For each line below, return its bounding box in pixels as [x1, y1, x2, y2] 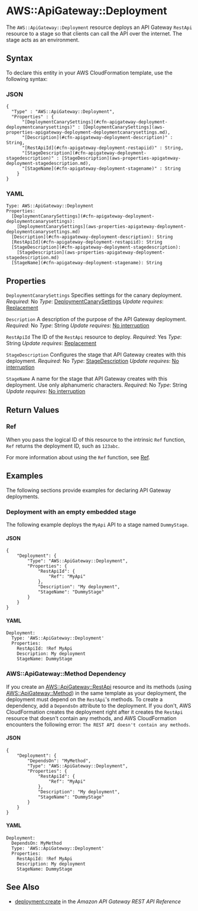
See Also [6, 882, 40, 892]
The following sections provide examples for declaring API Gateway [6, 487, 171, 494]
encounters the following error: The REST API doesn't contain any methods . [6, 721, 190, 728]
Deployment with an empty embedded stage [6, 507, 137, 516]
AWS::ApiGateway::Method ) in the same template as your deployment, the [6, 689, 187, 696]
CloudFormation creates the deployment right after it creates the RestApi [6, 708, 183, 715]
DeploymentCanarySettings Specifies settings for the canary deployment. [6, 291, 182, 299]
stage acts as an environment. [6, 36, 80, 43]
